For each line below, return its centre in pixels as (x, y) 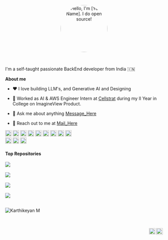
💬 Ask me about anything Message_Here (54, 113)
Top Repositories (23, 154)
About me (16, 79)
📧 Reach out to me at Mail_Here (45, 123)
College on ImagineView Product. (47, 104)
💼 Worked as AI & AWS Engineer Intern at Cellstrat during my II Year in (84, 98)
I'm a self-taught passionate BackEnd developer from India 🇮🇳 (70, 69)
